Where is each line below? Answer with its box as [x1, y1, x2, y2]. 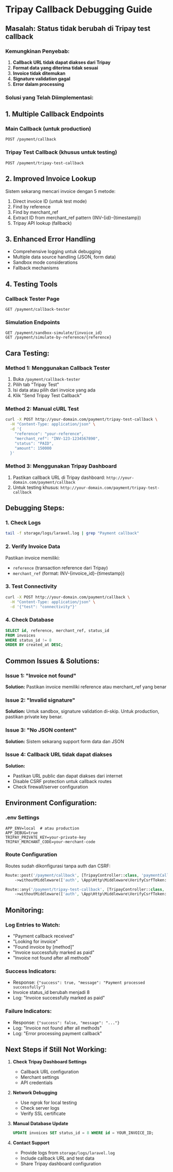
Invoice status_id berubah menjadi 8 [12, 989, 90, 996]
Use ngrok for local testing [20, 1099, 77, 1106]
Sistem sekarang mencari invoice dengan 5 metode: [5, 188, 116, 194]
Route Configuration [5, 851, 58, 858]
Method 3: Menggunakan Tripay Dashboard [5, 463, 117, 470]
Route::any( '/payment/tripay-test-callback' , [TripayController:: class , [5, 886, 165, 892]
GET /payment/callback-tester [5, 307, 71, 312]
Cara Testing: [5, 349, 50, 358]
